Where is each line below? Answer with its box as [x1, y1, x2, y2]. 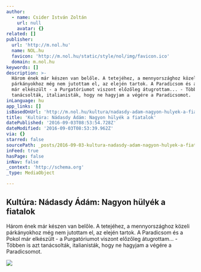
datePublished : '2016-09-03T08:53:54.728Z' [6, 120, 117, 126]
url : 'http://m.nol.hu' [11, 42, 71, 48]
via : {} [6, 131, 26, 137]
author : [6, 8, 26, 15]
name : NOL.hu [11, 48, 44, 54]
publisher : [6, 36, 33, 42]
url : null [17, 20, 42, 26]
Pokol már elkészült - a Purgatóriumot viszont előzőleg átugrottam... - [6, 235, 178, 242]
